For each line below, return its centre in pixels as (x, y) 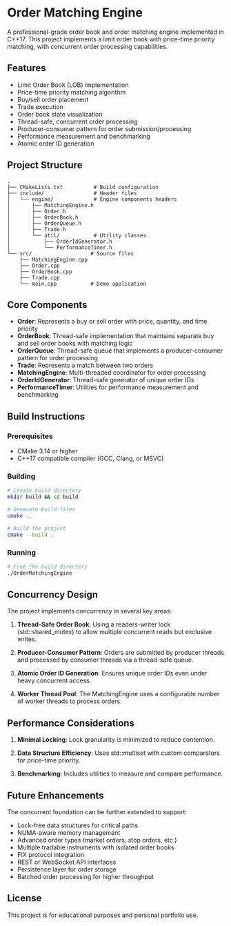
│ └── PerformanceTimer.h (60, 247)
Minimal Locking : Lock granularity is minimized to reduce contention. (116, 740)
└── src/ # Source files (71, 253)
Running (22, 552)
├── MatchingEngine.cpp (54, 259)
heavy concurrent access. (54, 680)
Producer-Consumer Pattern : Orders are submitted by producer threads (120, 653)
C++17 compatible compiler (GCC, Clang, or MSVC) (90, 459)
